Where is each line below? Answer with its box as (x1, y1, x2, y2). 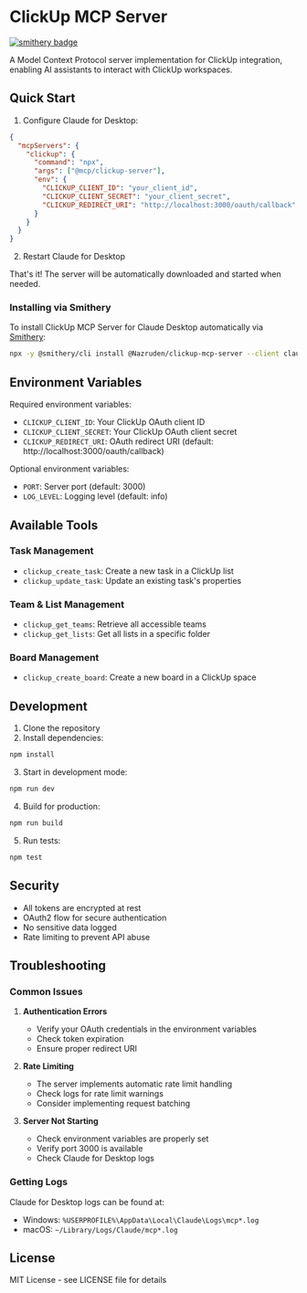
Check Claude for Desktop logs (36, 1153, 155, 1164)
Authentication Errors (22, 1006, 108, 1017)
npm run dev (9, 784, 55, 794)
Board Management (9, 652, 100, 664)
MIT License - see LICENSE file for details (9, 1275, 167, 1286)
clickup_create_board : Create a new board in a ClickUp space (22, 672, 257, 683)
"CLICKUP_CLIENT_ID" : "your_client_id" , (42, 184, 198, 193)
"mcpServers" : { (17, 141, 79, 150)
